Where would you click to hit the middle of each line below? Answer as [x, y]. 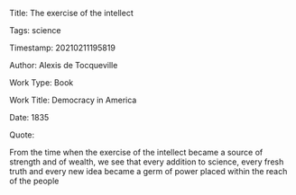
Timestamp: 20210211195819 [62, 48]
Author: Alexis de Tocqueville [64, 65]
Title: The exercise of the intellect [71, 13]
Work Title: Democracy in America [73, 100]
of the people [34, 181]
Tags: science [35, 30]
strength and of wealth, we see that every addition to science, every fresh [147, 162]
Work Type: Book [42, 83]
